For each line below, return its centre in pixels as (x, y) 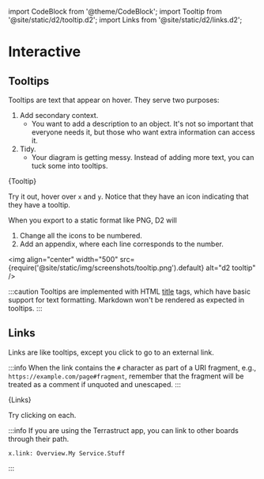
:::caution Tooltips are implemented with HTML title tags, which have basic (130, 291)
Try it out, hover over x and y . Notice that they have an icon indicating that (128, 196)
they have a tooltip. (40, 205)
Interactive (45, 52)
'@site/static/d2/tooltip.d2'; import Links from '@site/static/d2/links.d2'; (125, 20)
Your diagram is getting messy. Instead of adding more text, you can (143, 157)
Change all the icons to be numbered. (81, 236)
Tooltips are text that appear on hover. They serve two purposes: (114, 100)
